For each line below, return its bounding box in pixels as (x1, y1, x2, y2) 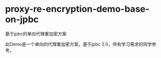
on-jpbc (5, 14, 39, 25)
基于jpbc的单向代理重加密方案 (5, 30, 67, 36)
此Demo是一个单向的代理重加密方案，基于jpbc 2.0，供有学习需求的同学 (5, 41, 152, 47)
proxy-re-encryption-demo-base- (5, 3, 150, 15)
